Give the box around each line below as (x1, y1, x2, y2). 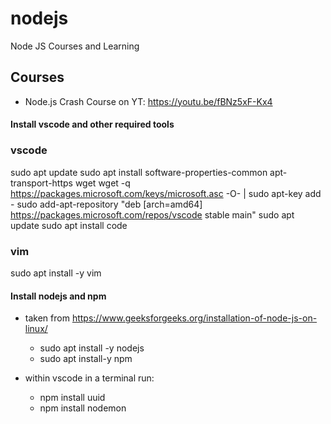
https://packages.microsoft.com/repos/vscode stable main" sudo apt (10, 208, 295, 221)
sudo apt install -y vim (10, 267, 102, 279)
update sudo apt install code (10, 219, 128, 231)
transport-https (10, 177, 73, 189)
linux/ (24, 323, 48, 335)
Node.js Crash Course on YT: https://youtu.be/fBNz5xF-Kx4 (24, 95, 273, 107)
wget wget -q (74, 177, 131, 189)
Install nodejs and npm (10, 290, 107, 302)
